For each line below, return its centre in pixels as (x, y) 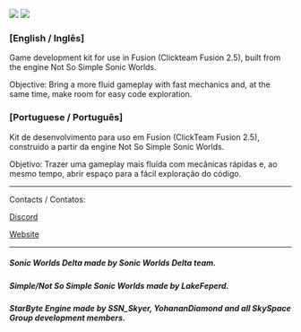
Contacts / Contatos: (47, 199)
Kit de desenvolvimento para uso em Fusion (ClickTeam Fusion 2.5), (134, 137)
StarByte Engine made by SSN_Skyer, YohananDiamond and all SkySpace (150, 308)
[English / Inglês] (47, 38)
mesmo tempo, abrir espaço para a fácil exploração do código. (125, 173)
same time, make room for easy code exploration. (101, 94)
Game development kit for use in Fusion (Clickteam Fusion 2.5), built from (145, 57)
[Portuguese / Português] (66, 118)
